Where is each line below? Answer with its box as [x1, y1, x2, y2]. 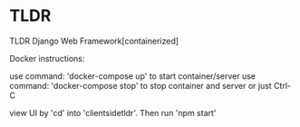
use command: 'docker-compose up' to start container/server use [9, 70, 256, 82]
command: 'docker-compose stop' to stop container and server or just [9, 80, 272, 91]
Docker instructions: [9, 53, 85, 63]
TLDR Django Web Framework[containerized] [9, 35, 179, 46]
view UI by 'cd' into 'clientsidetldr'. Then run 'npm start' [9, 107, 217, 118]
